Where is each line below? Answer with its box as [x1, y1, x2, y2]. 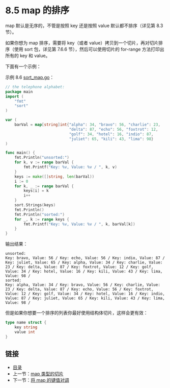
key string [14, 325, 38, 330]
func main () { [5, 150, 36, 156]
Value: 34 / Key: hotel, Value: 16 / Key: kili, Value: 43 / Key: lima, [5, 269, 163, 274]
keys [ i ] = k [23, 188, 49, 193]
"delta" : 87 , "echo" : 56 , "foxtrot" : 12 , [69, 127, 158, 132]
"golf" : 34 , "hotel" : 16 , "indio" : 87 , [69, 131, 154, 137]
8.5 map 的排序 [5, 5, 70, 16]
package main [5, 89, 33, 94]
